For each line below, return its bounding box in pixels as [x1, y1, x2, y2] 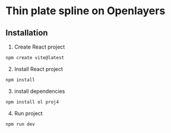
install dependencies [14, 87, 65, 95]
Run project [14, 109, 43, 116]
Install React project [14, 65, 64, 72]
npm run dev [5, 121, 35, 127]
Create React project [14, 43, 65, 50]
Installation [5, 28, 48, 38]
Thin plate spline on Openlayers [5, 4, 166, 18]
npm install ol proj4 [5, 99, 59, 105]
